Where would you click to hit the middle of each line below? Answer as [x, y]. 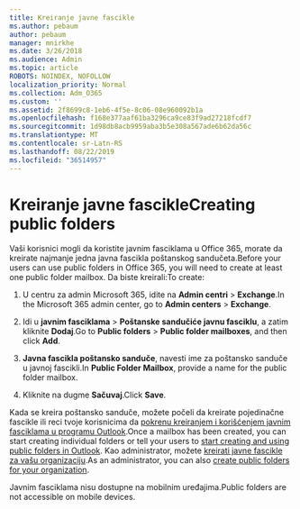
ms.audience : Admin [46, 59]
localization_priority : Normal [68, 85]
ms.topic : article [44, 68]
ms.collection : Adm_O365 [56, 93]
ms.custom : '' [36, 101]
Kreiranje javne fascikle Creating [132, 205]
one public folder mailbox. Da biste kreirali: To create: [107, 277]
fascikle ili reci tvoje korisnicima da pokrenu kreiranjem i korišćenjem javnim [150, 422]
